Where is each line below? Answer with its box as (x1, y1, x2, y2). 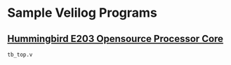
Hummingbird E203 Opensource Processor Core (7, 33, 223, 45)
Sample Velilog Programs (7, 5, 158, 21)
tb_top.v (7, 51, 33, 58)
